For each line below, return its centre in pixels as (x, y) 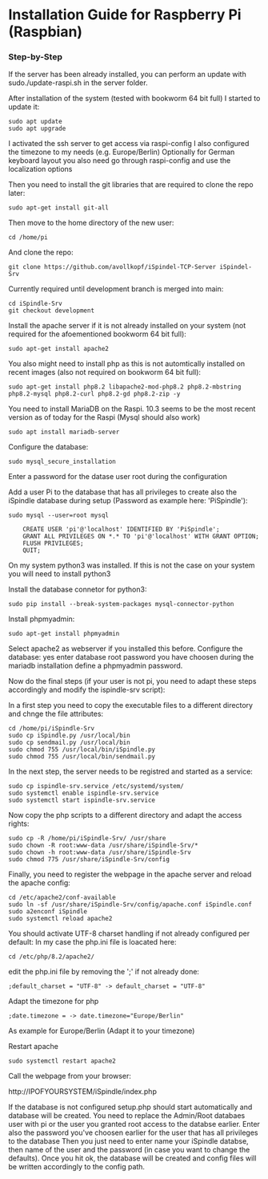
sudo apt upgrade (37, 129)
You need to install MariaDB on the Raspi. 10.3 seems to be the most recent (132, 409)
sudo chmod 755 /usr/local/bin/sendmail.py (82, 757)
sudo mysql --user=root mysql (59, 515)
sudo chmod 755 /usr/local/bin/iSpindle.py (82, 750)
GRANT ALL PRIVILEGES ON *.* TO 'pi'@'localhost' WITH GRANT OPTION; (141, 537)
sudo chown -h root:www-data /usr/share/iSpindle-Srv (100, 852)
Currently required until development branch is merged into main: (116, 289)
